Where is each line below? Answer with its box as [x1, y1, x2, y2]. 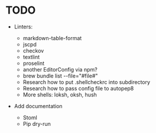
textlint [22, 53, 40, 60]
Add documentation [14, 102, 63, 109]
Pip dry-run [22, 120, 51, 127]
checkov [22, 47, 44, 54]
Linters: [14, 23, 33, 30]
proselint [22, 60, 45, 67]
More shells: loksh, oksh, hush [22, 91, 97, 98]
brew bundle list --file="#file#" [22, 72, 98, 79]
